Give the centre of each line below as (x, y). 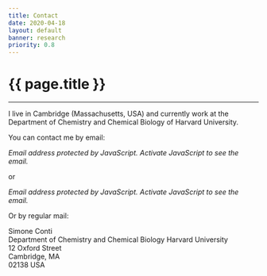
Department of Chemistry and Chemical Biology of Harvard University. (124, 122)
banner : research (37, 38)
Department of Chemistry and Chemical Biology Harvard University (118, 240)
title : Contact (33, 15)
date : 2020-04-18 (37, 23)
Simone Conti (31, 232)
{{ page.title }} (57, 84)
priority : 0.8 (32, 45)
